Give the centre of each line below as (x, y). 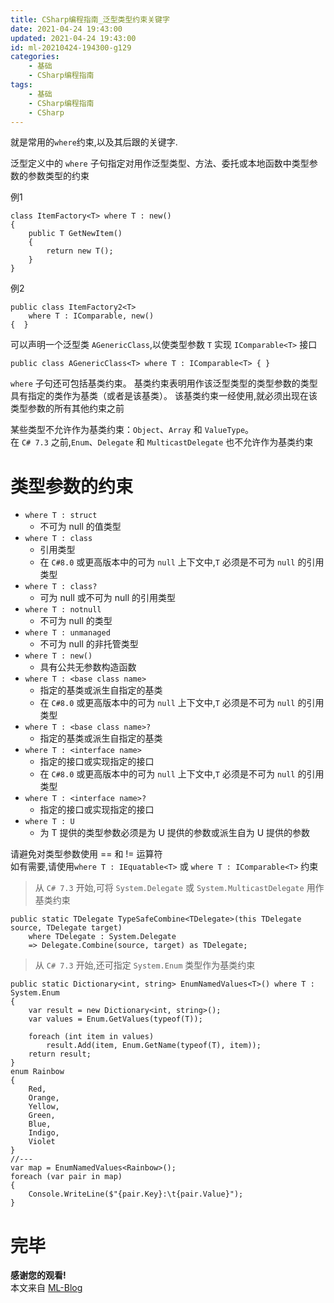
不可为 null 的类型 (76, 621)
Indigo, (44, 1133)
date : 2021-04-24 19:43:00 (66, 29)
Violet (42, 1142)
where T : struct (61, 516)
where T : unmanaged (67, 633)
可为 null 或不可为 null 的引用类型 (108, 598)
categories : (35, 57)
